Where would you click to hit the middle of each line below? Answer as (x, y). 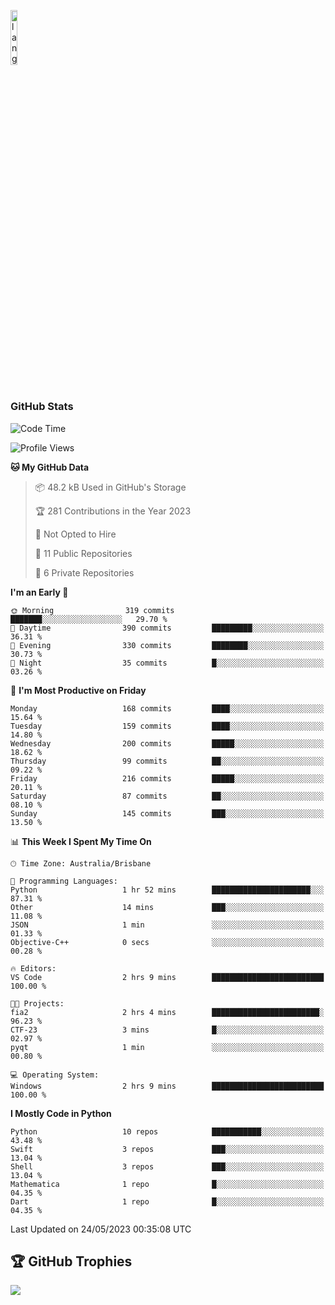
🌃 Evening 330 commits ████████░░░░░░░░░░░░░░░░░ (167, 645)
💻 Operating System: (55, 1075)
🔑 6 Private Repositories (84, 572)
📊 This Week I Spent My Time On (81, 841)
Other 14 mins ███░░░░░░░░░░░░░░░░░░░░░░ (167, 907)
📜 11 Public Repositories (83, 553)
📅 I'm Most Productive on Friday (78, 690)
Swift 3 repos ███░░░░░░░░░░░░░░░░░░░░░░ (167, 1149)
